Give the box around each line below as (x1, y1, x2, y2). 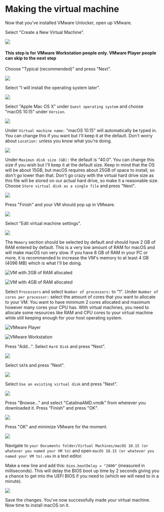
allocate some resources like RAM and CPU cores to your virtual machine (5, 310, 153, 316)
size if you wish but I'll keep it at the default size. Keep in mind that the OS (5, 162, 155, 168)
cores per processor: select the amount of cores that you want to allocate (5, 294, 156, 300)
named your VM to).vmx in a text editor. (5, 453, 82, 459)
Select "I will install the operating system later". (5, 85, 101, 91)
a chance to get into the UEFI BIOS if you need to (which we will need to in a (5, 473, 159, 479)
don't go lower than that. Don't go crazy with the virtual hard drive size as (5, 172, 154, 178)
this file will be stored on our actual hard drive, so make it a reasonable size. (5, 178, 159, 184)
